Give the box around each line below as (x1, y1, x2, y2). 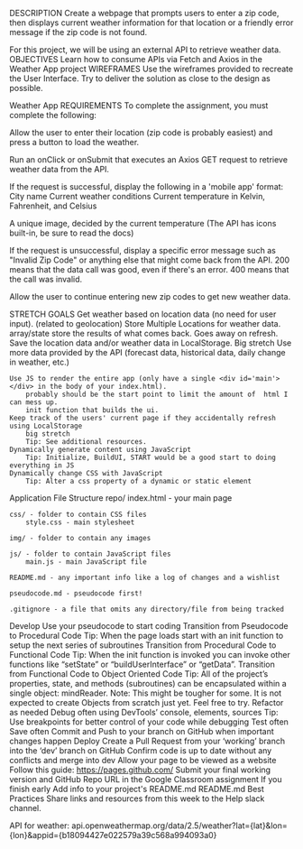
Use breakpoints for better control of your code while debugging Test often (9, 716, 289, 727)
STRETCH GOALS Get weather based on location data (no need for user (9, 309, 277, 319)
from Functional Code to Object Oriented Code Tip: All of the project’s (9, 669, 269, 679)
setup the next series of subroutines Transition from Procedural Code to (9, 640, 277, 651)
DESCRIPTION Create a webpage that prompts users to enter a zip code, (9, 8, 280, 18)
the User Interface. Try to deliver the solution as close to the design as (9, 73, 271, 84)
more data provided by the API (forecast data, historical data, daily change (9, 347, 286, 357)
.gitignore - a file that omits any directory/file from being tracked (9, 604, 284, 614)
